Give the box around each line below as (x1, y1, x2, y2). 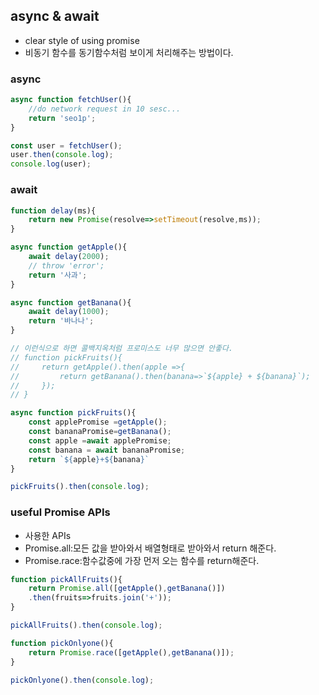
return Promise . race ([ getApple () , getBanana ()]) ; (28, 647, 235, 658)
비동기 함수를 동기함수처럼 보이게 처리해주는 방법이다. (24, 46, 234, 58)
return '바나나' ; (28, 316, 95, 326)
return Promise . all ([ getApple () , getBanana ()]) (28, 584, 226, 594)
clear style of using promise (24, 34, 140, 46)
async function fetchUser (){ (10, 95, 132, 105)
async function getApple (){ (10, 242, 128, 253)
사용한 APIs (24, 529, 72, 541)
